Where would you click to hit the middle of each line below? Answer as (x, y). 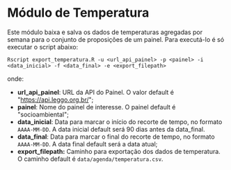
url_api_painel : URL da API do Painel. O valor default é (95, 92)
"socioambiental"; (43, 114)
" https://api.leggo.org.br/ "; (55, 100)
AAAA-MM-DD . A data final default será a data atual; (87, 144)
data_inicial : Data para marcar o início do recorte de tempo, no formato (120, 122)
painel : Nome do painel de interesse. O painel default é (96, 107)
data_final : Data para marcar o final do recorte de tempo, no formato (116, 137)
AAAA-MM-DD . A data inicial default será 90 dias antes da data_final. (111, 129)
